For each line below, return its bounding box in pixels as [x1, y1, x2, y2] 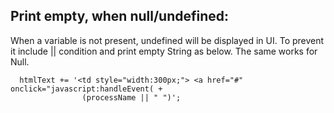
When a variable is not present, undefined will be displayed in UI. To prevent [10, 34, 325, 46]
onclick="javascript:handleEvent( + [10, 84, 163, 94]
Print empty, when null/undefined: [10, 8, 230, 25]
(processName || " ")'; [81, 92, 182, 103]
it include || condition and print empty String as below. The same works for [10, 45, 318, 57]
